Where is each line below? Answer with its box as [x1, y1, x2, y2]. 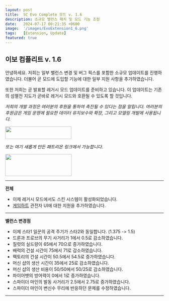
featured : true [5, 36, 37, 41]
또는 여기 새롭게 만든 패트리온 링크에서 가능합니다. [5, 144, 104, 150]
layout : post [5, 7, 33, 13]
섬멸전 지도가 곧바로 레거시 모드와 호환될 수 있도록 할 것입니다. [10, 92, 133, 98]
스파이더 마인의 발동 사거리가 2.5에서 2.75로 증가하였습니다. [12, 278, 130, 284]
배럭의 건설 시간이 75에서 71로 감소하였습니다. [12, 247, 103, 253]
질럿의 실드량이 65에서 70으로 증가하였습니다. [12, 241, 103, 247]
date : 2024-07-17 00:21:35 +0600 [5, 21, 80, 27]
